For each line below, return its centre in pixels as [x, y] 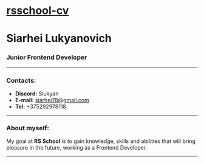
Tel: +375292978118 [41, 106]
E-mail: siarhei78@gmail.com [52, 100]
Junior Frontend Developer [47, 57]
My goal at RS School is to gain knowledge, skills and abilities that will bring [101, 141]
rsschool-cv [38, 11]
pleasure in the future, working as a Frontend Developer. [77, 148]
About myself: [28, 128]
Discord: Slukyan [37, 93]
